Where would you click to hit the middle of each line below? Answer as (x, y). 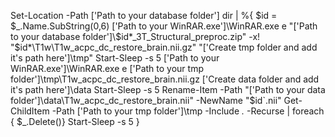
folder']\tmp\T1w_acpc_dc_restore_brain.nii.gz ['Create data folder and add (165, 79)
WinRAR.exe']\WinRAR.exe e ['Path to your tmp (107, 68)
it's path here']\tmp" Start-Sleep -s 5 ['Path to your (115, 58)
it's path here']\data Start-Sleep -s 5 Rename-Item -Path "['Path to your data (168, 89)
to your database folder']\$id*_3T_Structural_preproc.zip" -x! (135, 36)
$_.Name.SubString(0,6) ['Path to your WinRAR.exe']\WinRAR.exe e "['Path (164, 26)
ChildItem (30, 111)
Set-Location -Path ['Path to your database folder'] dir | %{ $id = (144, 15)
